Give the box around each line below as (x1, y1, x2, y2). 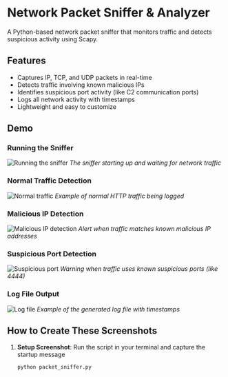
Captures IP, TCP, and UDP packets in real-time (17, 73, 153, 81)
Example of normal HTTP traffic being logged (54, 192, 185, 200)
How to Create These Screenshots (7, 325, 157, 337)
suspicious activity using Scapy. (7, 34, 99, 43)
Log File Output (7, 289, 60, 299)
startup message (17, 350, 65, 359)
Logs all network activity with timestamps (17, 95, 136, 103)
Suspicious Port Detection (7, 249, 96, 258)
